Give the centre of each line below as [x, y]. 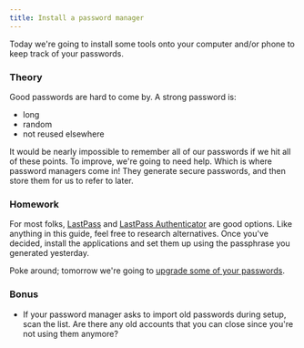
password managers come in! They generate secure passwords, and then [148, 170]
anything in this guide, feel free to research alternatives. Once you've [139, 234]
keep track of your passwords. [67, 53]
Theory [26, 77]
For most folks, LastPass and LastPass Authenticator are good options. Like [151, 224]
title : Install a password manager [77, 18]
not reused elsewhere [63, 134]
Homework [34, 204]
